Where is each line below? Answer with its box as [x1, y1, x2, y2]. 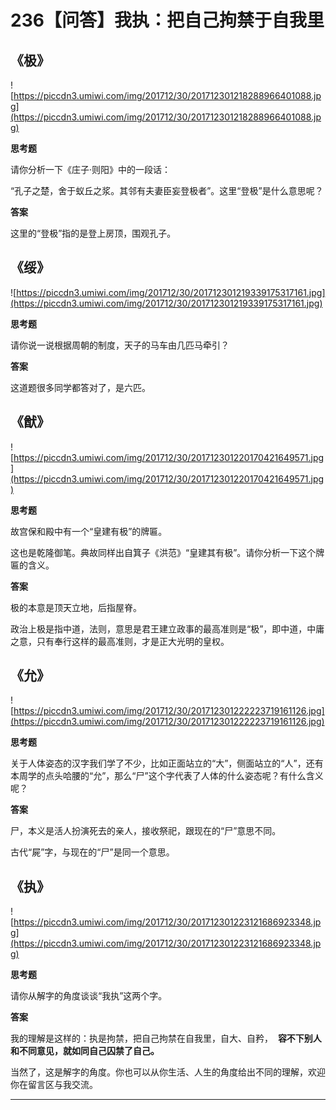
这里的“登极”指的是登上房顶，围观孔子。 [10, 227, 177, 239]
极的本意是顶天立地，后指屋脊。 [10, 601, 142, 613]
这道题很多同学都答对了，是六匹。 [10, 381, 151, 393]
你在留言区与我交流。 [10, 1079, 98, 1091]
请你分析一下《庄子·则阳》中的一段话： [10, 164, 172, 175]
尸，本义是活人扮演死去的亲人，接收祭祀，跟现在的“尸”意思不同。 [10, 825, 282, 837]
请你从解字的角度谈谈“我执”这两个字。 [10, 990, 168, 1002]
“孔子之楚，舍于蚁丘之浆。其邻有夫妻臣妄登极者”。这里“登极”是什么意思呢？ [10, 185, 324, 196]
